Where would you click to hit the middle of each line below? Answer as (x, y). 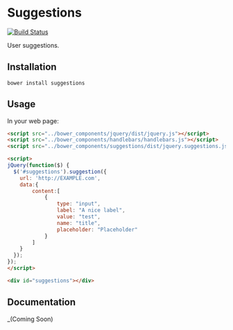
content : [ (46, 191)
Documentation (42, 302)
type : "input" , (78, 204)
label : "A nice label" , (91, 210)
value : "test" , (78, 217)
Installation (32, 67)
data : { (29, 185)
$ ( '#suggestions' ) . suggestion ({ (60, 172)
